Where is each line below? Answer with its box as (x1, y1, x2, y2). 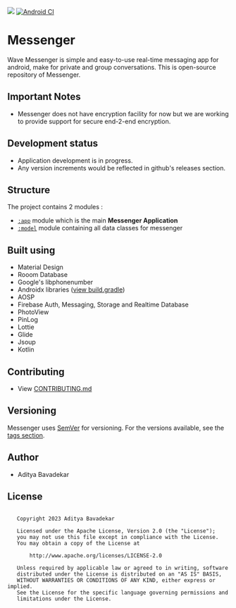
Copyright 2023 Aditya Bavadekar (16, 515, 115, 523)
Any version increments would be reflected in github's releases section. (17, 163, 226, 172)
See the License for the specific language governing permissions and (16, 589, 229, 597)
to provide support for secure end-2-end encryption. (17, 117, 171, 125)
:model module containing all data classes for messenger (17, 224, 183, 232)
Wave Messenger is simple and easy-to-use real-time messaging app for (7, 55, 219, 63)
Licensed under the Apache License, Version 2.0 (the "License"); (16, 528, 216, 535)
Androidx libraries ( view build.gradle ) (17, 285, 125, 294)
